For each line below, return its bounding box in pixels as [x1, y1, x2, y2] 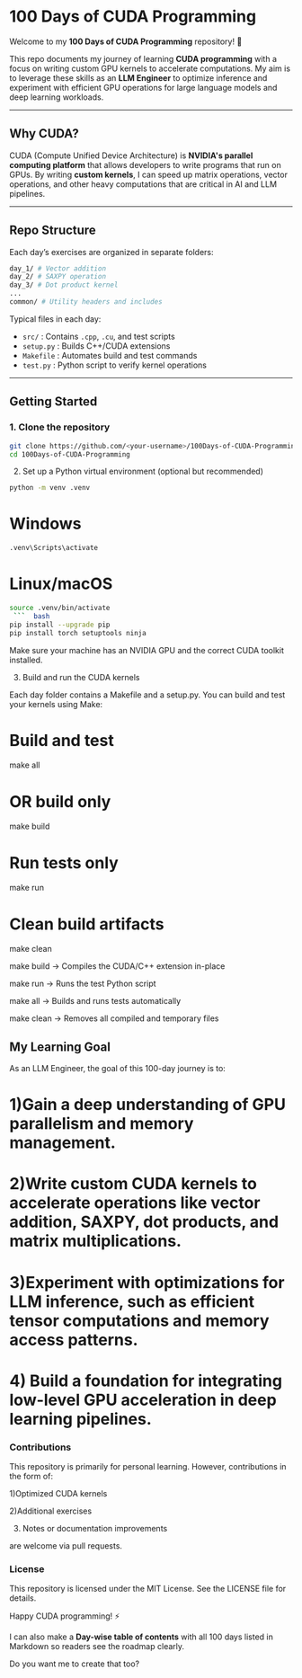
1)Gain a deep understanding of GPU [9, 1095, 286, 1115]
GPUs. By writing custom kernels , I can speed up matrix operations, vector [9, 169, 288, 180]
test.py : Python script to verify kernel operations [22, 360, 207, 370]
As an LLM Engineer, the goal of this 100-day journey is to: [9, 1063, 226, 1074]
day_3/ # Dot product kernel [9, 280, 119, 289]
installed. [9, 654, 43, 665]
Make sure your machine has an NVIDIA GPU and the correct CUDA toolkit [9, 644, 285, 655]
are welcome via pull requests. [9, 1540, 123, 1551]
